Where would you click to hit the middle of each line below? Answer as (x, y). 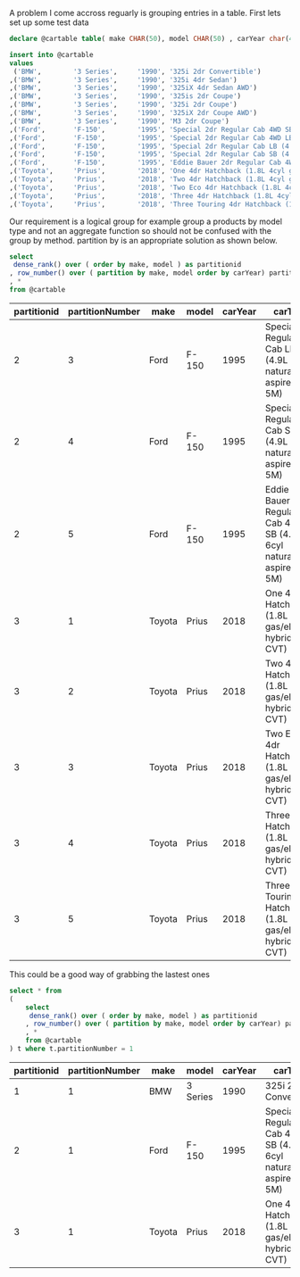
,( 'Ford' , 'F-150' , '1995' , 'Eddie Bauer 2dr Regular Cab (145, 163)
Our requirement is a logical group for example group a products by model (146, 221)
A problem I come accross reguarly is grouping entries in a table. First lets (145, 13)
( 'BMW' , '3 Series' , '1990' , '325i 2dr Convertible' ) (137, 71)
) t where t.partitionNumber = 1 (71, 1049)
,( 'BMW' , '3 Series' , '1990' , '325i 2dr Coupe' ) (124, 105)
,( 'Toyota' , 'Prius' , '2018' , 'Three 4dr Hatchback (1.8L (142, 195)
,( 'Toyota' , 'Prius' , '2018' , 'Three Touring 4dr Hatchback (145, 204)
